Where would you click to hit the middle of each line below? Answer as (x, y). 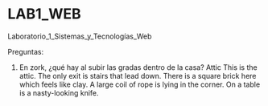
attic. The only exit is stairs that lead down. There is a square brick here (138, 75)
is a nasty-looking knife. (59, 92)
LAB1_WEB (44, 14)
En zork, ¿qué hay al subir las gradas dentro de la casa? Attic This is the (138, 67)
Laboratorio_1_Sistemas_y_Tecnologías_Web (80, 36)
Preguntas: (26, 51)
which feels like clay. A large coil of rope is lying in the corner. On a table (140, 84)
